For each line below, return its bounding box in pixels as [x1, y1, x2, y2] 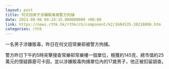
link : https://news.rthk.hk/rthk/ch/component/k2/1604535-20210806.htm [5, 21, 161, 27]
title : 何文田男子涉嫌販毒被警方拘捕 [5, 12, 75, 17]
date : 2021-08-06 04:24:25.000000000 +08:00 [5, 17, 102, 22]
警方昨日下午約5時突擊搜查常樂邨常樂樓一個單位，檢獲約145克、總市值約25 [5, 52, 164, 58]
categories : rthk [5, 27, 42, 32]
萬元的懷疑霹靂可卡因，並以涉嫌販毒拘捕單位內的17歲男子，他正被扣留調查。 [5, 58, 166, 64]
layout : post [5, 7, 33, 13]
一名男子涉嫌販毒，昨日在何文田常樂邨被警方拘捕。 [5, 41, 113, 48]
